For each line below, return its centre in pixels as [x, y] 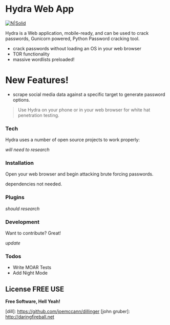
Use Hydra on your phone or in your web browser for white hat [84, 110]
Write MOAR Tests [32, 267]
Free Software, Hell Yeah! [33, 301]
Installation [20, 163]
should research [23, 208]
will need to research [27, 150]
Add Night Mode [30, 273]
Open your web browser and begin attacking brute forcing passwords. [79, 174]
